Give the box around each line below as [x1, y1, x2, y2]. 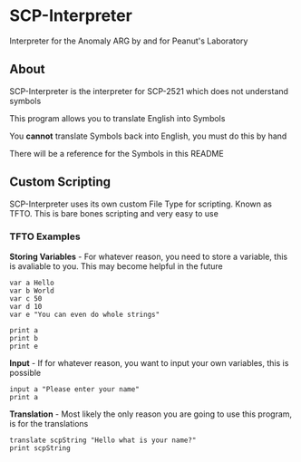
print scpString [9, 443, 71, 453]
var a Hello [9, 278, 54, 287]
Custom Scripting [9, 174, 112, 190]
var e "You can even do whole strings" [9, 310, 160, 319]
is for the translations [9, 418, 89, 428]
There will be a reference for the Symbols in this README [9, 148, 224, 159]
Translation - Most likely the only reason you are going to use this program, [9, 409, 293, 419]
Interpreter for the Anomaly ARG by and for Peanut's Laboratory [9, 35, 248, 46]
